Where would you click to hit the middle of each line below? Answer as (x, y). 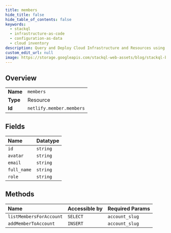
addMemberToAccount (31, 223)
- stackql (20, 29)
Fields (15, 126)
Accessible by (85, 209)
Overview (21, 78)
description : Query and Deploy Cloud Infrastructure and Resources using (85, 48)
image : (12, 57)
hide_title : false (25, 15)
